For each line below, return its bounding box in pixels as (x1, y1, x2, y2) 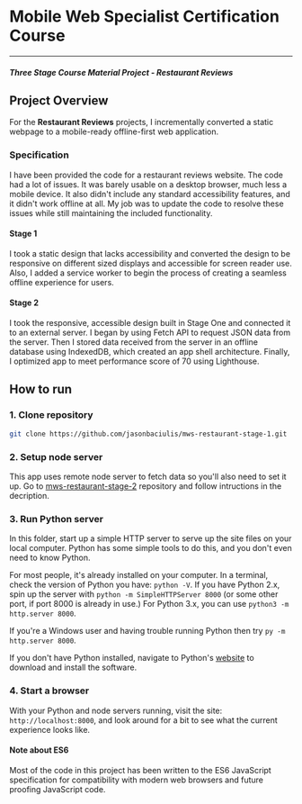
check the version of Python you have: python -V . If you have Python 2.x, (9, 579, 280, 591)
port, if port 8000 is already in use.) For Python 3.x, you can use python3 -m (9, 599, 289, 610)
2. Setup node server (9, 450, 103, 463)
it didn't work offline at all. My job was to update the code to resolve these (9, 198, 285, 209)
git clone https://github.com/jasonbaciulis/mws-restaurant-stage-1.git (9, 429, 288, 438)
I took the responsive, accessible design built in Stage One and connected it (9, 318, 291, 329)
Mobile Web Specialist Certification (9, 6, 280, 27)
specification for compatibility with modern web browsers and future (9, 774, 263, 785)
